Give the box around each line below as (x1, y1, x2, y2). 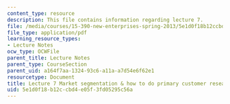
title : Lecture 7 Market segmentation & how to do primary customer (7, 80, 207, 87)
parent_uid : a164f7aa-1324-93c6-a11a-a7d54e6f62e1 (7, 67, 155, 74)
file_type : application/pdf (7, 29, 88, 36)
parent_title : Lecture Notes (7, 55, 90, 62)
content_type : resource (7, 10, 75, 17)
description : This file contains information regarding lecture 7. (7, 16, 204, 23)
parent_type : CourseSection (7, 61, 88, 68)
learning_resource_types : (7, 36, 81, 42)
